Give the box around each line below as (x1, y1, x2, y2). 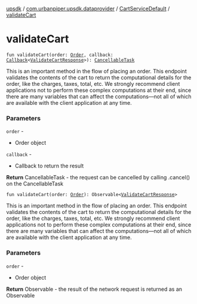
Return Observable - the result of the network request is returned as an (6, 286, 183, 293)
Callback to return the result (14, 162, 84, 169)
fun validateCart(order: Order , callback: (6, 52, 113, 58)
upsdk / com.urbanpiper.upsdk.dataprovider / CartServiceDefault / (6, 5, 170, 12)
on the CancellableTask (6, 180, 64, 187)
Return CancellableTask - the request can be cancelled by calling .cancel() (6, 174, 190, 181)
